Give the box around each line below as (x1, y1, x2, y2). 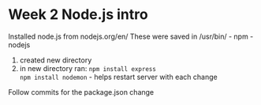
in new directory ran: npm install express (19, 63, 156, 73)
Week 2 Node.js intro (8, 6, 148, 24)
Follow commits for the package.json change (8, 87, 155, 96)
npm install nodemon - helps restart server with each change (19, 72, 218, 81)
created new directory (19, 55, 92, 65)
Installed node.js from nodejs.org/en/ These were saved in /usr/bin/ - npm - (8, 32, 254, 41)
